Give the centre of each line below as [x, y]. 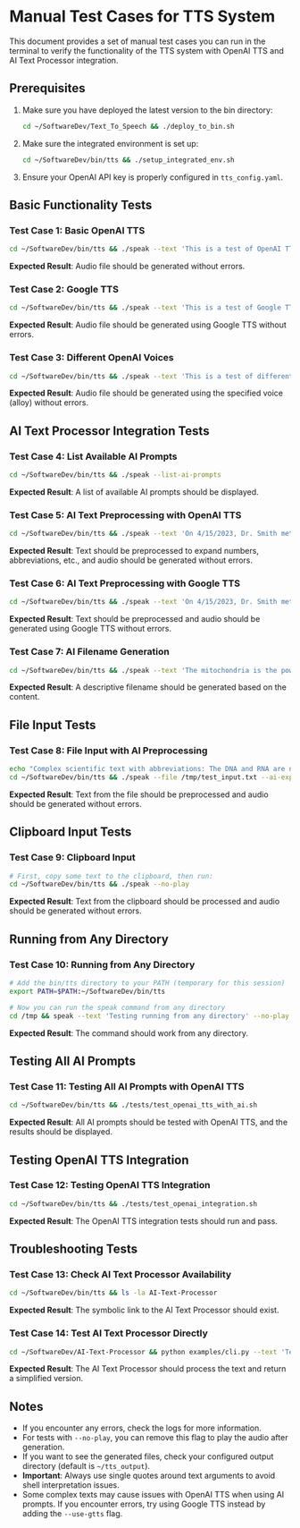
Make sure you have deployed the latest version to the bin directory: [147, 110]
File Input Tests [53, 725]
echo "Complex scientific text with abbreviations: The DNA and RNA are [147, 769]
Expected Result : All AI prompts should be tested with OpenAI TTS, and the [149, 1122]
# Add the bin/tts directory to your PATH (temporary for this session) [147, 983]
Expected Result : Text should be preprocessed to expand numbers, [134, 551]
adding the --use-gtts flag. [72, 1514]
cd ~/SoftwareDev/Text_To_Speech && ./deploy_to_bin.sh [128, 126]
